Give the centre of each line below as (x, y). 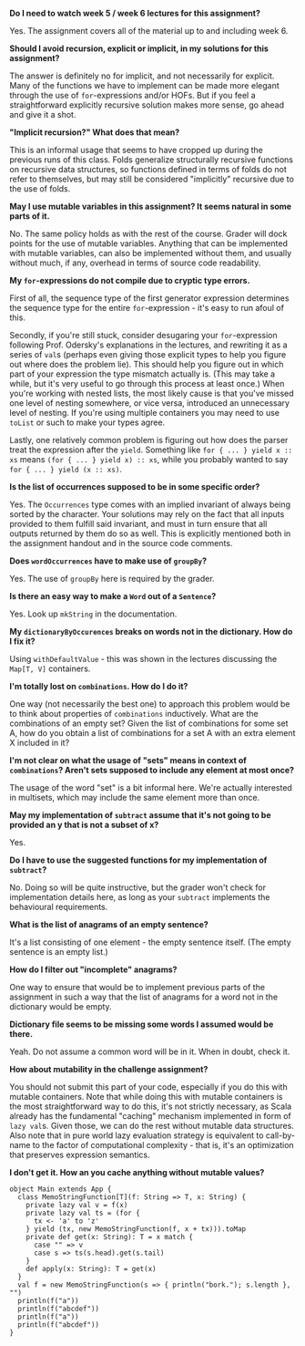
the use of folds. (40, 189)
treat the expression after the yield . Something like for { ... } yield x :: (151, 450)
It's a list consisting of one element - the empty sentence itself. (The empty (150, 942)
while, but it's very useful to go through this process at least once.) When (147, 383)
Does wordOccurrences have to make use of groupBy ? (108, 561)
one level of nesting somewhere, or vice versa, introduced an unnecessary (149, 403)
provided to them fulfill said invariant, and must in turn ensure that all (138, 524)
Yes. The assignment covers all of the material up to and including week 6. (149, 31)
